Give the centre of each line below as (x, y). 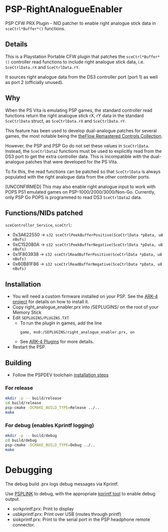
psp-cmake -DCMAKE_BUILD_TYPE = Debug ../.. (50, 445)
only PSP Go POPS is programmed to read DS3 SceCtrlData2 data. (73, 197)
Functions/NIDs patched (44, 213)
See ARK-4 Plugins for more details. (57, 342)
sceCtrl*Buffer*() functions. (35, 28)
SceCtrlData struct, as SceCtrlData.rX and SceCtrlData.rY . (66, 121)
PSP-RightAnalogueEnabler (64, 9)
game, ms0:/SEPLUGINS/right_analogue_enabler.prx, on (77, 332)
